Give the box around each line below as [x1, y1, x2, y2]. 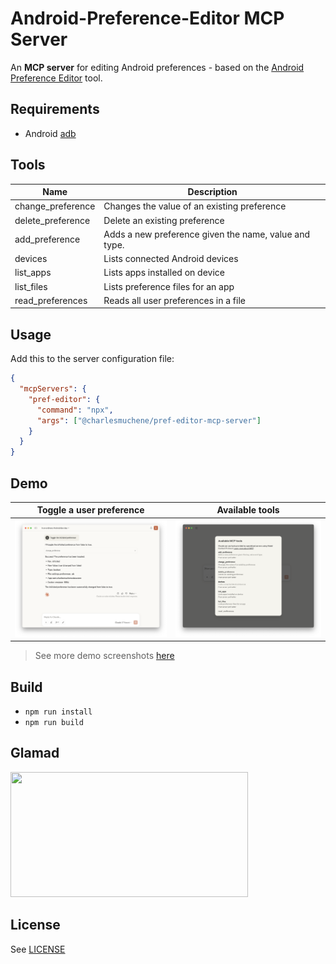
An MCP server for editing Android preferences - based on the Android [10, 61, 305, 73]
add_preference [14, 233, 81, 246]
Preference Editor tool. [10, 72, 103, 84]
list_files [14, 280, 48, 292]
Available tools [216, 504, 280, 516]
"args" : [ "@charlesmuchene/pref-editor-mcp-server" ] [36, 415, 262, 426]
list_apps [14, 267, 52, 279]
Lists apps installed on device [103, 267, 225, 279]
